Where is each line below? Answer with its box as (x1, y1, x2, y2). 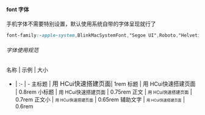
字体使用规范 (6, 46, 38, 54)
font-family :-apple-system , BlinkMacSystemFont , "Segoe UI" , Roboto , (6, 32, 179, 39)
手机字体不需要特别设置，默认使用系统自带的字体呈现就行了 (6, 20, 156, 27)
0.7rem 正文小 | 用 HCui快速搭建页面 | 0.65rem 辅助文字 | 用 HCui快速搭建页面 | (15, 96, 185, 103)
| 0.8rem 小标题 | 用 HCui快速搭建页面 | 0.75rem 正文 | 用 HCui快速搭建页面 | (15, 88, 192, 96)
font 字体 (6, 5, 29, 13)
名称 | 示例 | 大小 (6, 66, 49, 74)
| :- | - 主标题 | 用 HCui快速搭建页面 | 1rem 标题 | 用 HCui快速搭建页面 (15, 80, 196, 88)
